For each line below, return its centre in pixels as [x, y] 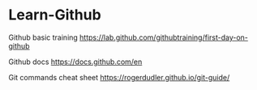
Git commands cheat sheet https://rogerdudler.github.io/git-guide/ [119, 77]
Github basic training [43, 37]
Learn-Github [55, 15]
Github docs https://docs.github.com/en [75, 62]
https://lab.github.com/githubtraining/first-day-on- [164, 37]
